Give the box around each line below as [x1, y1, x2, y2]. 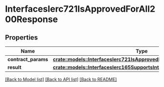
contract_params [7, 56, 48, 63]
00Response [5, 14, 58, 25]
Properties [5, 33, 38, 42]
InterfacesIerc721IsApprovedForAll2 [5, 3, 155, 15]
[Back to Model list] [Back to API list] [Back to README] [5, 77, 117, 82]
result [7, 64, 22, 70]
